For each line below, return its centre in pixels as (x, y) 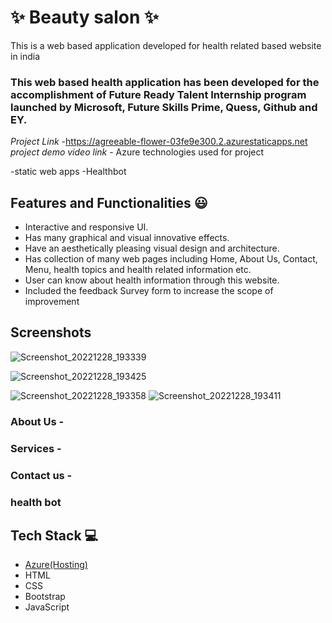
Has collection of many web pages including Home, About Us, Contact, (171, 259)
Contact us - (41, 475)
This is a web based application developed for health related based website (166, 45)
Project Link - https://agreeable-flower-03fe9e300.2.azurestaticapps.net (159, 142)
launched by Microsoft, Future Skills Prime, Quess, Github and (164, 107)
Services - (36, 448)
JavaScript (47, 607)
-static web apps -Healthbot (68, 172)
